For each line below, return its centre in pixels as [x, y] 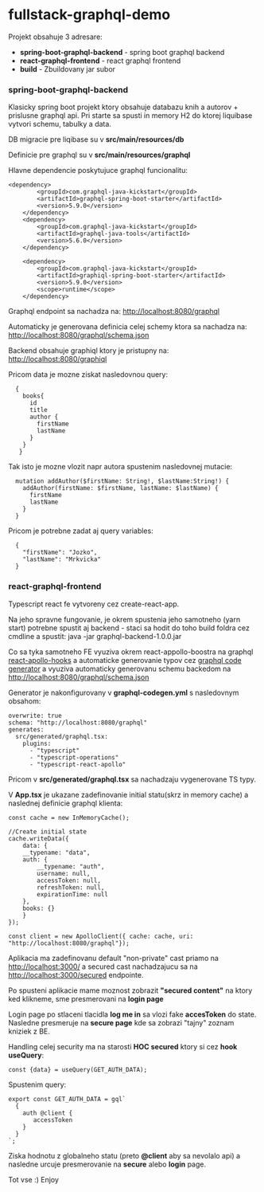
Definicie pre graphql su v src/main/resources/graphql [99, 155]
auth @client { [48, 1113]
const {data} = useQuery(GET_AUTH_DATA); [78, 1069]
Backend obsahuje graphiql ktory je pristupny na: [89, 351]
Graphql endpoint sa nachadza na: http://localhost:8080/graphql [114, 312]
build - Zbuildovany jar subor [68, 69]
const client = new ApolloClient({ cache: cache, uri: [101, 936]
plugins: [37, 743]
